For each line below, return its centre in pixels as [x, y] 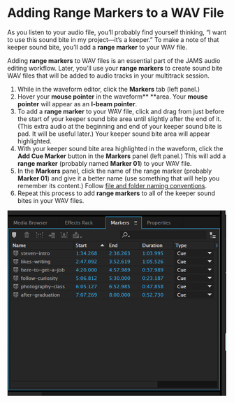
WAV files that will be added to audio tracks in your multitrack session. [108, 76]
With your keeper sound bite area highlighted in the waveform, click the [120, 148]
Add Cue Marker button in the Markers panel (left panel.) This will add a [122, 156]
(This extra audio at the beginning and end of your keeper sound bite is [119, 126]
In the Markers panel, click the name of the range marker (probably [115, 171]
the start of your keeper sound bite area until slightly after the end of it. [119, 119]
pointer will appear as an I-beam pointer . [77, 104]
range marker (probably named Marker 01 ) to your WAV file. [104, 163]
